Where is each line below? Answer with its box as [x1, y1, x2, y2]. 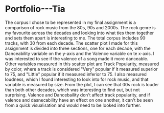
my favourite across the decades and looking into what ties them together [5, 30, 154, 36]
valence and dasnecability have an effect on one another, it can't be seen [5, 97, 153, 103]
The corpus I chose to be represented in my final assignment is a [5, 19, 136, 25]
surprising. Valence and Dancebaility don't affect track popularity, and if [5, 92, 150, 98]
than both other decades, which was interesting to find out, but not [5, 87, 140, 93]
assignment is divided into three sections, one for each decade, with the [5, 45, 151, 51]
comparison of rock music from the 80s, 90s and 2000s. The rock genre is [5, 24, 156, 30]
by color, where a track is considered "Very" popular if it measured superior [5, 66, 158, 72]
